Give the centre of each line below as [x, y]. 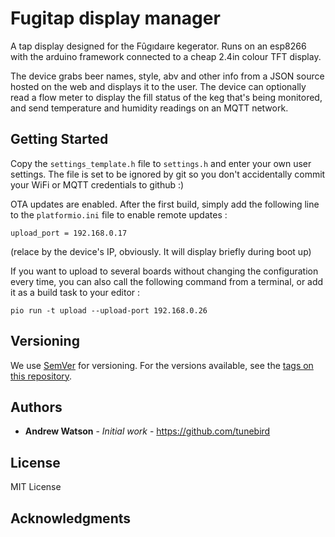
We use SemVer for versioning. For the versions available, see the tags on [162, 365]
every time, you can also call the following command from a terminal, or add [167, 281]
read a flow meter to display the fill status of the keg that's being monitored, [166, 97]
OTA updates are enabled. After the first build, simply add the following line [165, 204]
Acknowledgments [71, 518]
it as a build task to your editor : [75, 292]
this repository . [41, 376]
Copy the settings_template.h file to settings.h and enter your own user [161, 163]
